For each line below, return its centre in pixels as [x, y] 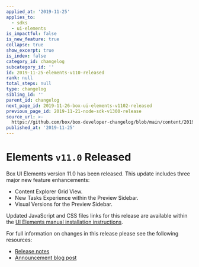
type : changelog [26, 89]
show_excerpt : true [30, 51]
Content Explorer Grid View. [49, 191]
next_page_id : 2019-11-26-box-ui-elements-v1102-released [79, 106]
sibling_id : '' [25, 95]
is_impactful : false [32, 34]
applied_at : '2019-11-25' [38, 12]
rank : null [20, 78]
